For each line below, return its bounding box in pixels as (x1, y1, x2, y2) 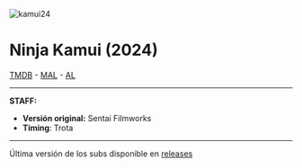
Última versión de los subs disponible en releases (9, 148, 193, 159)
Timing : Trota (22, 122, 74, 133)
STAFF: (9, 95, 38, 106)
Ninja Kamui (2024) (9, 40, 159, 60)
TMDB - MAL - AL (9, 69, 76, 80)
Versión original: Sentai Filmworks (22, 112, 152, 123)
